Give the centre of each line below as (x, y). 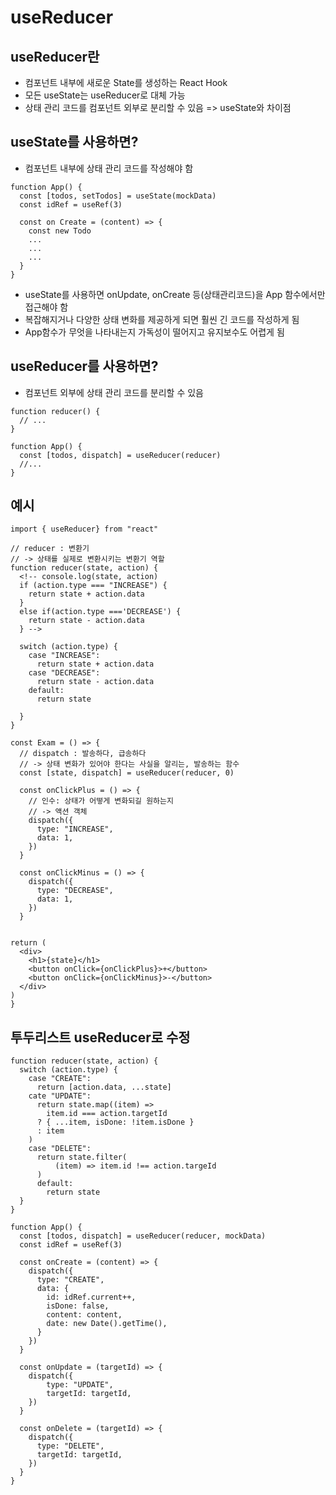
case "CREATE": (60, 1079)
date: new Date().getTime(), (107, 1324)
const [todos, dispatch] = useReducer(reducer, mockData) (143, 1236)
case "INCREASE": (64, 656)
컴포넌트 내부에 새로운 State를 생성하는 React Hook (126, 82)
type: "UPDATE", (80, 1385)
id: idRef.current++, (91, 1297)
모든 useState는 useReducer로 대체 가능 (105, 95)
